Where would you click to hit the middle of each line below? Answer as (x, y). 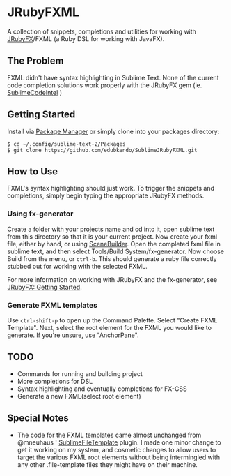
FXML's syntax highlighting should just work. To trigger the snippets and (111, 188)
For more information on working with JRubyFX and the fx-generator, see (112, 279)
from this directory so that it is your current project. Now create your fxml (112, 236)
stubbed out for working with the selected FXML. (77, 266)
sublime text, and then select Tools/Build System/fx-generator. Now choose (116, 251)
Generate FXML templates (52, 305)
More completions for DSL (55, 381)
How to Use (33, 171)
